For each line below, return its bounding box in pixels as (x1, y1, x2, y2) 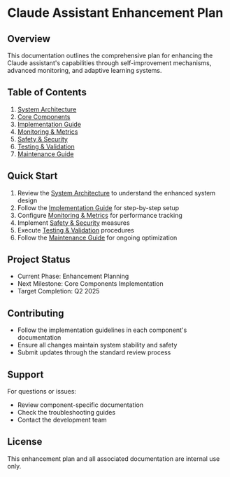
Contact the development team (17, 415, 107, 424)
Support (7, 368, 44, 380)
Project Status (7, 254, 71, 265)
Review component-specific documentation (17, 401, 144, 409)
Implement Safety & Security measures (17, 219, 131, 227)
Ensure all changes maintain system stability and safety (17, 341, 178, 350)
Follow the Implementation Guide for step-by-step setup (17, 203, 180, 212)
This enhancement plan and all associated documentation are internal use (7, 454, 220, 463)
